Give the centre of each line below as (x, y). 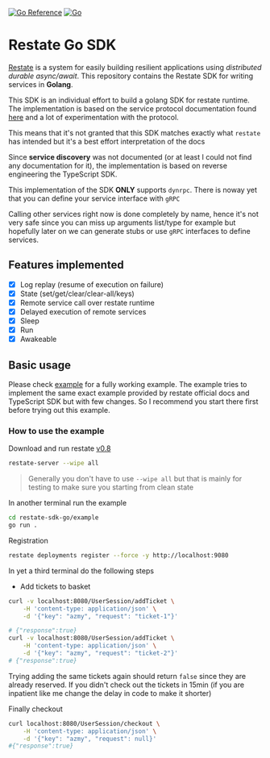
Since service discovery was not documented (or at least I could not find (130, 156)
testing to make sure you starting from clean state (111, 487)
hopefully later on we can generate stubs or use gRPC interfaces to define (130, 231)
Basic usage (39, 365)
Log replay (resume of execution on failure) (91, 284)
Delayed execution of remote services (83, 311)
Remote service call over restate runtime (87, 302)
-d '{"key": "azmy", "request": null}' (90, 739)
